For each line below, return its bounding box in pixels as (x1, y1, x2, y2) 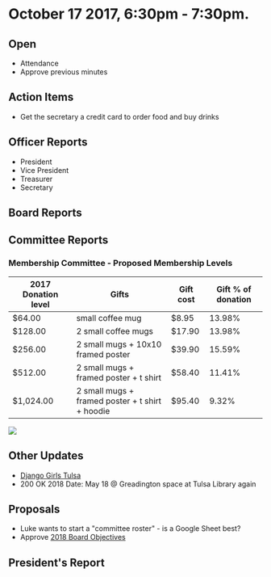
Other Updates (8, 449, 84, 463)
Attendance (19, 58, 59, 68)
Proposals (8, 502, 60, 516)
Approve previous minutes (19, 67, 108, 77)
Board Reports (8, 206, 82, 220)
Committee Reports (8, 234, 109, 247)
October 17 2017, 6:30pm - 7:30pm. (8, 5, 250, 23)
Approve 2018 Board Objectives (19, 533, 127, 542)
